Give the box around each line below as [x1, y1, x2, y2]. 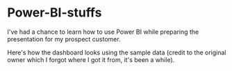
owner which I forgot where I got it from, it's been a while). [7, 55, 175, 63]
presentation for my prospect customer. [7, 34, 121, 43]
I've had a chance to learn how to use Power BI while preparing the [7, 28, 199, 36]
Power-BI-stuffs [7, 5, 102, 21]
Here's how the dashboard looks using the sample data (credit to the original [7, 48, 226, 57]
